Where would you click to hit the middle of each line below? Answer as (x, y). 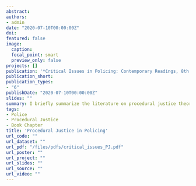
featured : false (26, 38)
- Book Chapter (24, 125)
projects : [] (22, 66)
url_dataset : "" (26, 141)
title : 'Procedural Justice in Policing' (57, 131)
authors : (17, 17)
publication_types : (30, 82)
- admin (15, 22)
